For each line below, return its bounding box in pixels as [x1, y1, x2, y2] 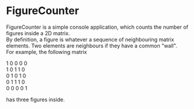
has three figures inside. [6, 96, 65, 103]
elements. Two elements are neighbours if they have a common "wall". [6, 42, 177, 49]
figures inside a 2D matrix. [6, 29, 70, 36]
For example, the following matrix [6, 48, 87, 55]
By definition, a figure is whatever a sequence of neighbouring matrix [6, 36, 175, 43]
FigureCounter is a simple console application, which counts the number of [6, 23, 189, 30]
